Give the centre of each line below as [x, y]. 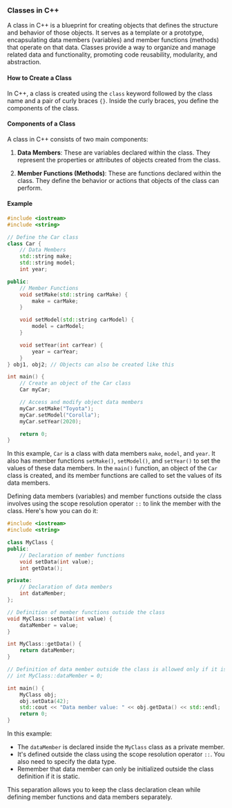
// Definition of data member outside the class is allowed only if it [112, 670]
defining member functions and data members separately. [90, 797]
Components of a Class [41, 124]
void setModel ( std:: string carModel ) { [77, 320]
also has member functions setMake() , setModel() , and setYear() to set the [114, 461]
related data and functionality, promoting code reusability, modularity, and [112, 55]
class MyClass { [30, 543]
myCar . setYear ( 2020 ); [50, 421]
